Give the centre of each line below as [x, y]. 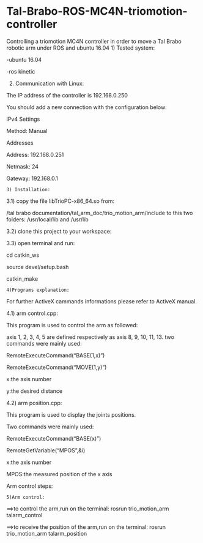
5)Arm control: [26, 497]
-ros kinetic [21, 71]
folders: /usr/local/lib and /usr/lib [47, 219]
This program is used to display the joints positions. [71, 414]
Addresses [20, 143]
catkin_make [22, 279]
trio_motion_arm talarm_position [47, 533]
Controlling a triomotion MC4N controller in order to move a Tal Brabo [94, 41]
